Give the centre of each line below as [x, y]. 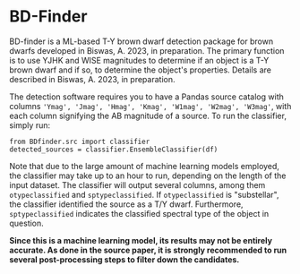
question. [27, 223]
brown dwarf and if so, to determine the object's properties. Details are [140, 70]
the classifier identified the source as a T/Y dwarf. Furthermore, [126, 204]
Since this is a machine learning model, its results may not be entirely [141, 240]
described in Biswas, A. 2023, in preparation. [92, 79]
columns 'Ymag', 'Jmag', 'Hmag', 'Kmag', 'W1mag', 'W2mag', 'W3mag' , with [150, 106]
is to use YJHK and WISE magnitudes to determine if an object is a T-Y [139, 60]
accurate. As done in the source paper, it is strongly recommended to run [148, 250]
